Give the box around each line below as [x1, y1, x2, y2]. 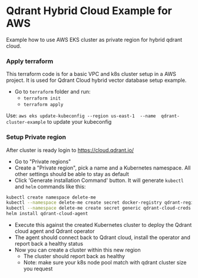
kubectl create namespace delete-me [6, 194, 96, 200]
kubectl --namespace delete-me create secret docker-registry [6, 200, 162, 206]
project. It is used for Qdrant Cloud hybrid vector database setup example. [6, 77, 187, 84]
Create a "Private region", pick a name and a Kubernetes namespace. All [14, 164, 191, 171]
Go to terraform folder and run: [14, 88, 91, 95]
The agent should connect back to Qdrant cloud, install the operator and [14, 234, 190, 241]
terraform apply [23, 102, 64, 108]
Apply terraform [6, 57, 54, 65]
